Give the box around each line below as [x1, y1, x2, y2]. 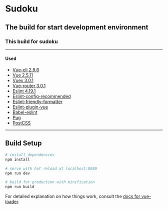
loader [5, 198, 18, 205]
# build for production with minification [5, 179, 95, 185]
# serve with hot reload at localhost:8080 [5, 166, 97, 171]
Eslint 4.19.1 [12, 88, 36, 94]
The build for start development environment [5, 23, 148, 31]
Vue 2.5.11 [12, 72, 33, 78]
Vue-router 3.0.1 [12, 83, 46, 89]
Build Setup [5, 139, 42, 147]
